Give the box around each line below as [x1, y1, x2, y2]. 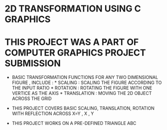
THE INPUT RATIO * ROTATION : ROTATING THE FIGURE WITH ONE [11, 85, 152, 91]
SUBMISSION [4, 58, 61, 69]
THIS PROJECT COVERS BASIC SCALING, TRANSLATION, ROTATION [11, 105, 154, 111]
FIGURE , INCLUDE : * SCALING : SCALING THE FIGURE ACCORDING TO [11, 79, 162, 85]
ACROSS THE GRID [11, 95, 52, 101]
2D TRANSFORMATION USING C [4, 3, 141, 14]
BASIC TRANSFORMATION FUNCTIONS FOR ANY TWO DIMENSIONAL [11, 74, 158, 80]
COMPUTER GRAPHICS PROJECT [4, 47, 146, 58]
